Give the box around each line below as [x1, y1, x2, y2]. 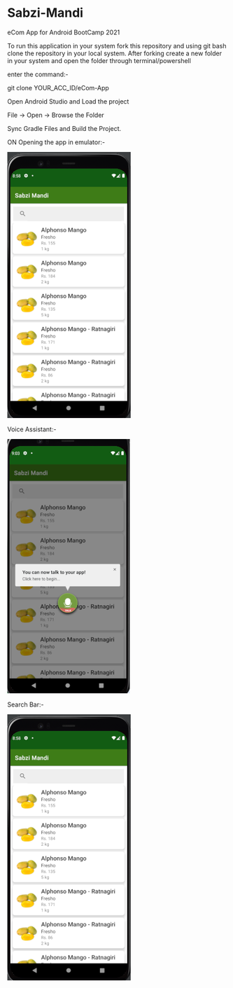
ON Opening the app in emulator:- [7, 138, 106, 146]
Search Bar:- [7, 700, 44, 709]
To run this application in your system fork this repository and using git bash [7, 41, 227, 50]
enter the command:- [7, 70, 69, 78]
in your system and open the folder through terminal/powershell [7, 56, 191, 64]
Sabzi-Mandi [7, 5, 84, 21]
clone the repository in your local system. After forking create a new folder [7, 49, 223, 57]
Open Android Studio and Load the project [7, 97, 129, 106]
